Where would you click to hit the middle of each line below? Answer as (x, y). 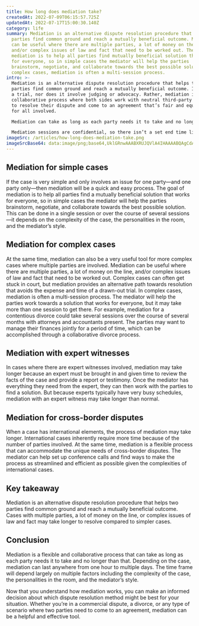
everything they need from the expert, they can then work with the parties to (99, 386)
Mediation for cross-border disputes (75, 417)
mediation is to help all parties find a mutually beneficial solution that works (98, 194)
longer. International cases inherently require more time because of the (93, 438)
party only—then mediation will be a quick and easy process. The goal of (95, 188)
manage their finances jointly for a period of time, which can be (84, 328)
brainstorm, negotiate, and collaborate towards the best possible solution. (96, 207)
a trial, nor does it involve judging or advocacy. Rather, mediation (100, 94)
